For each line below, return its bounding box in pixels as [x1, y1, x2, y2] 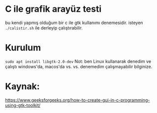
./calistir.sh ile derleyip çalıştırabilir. [5, 25, 83, 30]
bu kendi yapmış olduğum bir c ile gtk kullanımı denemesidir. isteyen [5, 20, 143, 26]
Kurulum [5, 42, 41, 54]
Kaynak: [5, 81, 40, 92]
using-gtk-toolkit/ [5, 102, 41, 108]
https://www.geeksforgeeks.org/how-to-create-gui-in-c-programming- [5, 97, 150, 103]
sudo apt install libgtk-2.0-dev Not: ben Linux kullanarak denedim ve [5, 58, 152, 64]
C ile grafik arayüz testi [5, 3, 102, 15]
